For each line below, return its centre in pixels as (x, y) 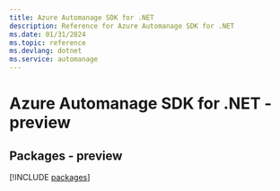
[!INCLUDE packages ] (50, 177)
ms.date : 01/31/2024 (48, 34)
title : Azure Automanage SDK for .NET (82, 17)
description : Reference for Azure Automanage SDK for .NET (122, 26)
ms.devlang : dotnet (46, 51)
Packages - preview (66, 156)
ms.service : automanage (54, 59)
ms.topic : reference (48, 43)
